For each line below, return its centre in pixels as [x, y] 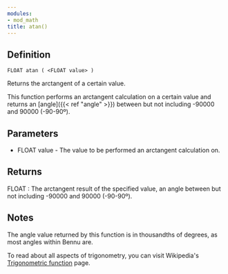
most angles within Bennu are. [50, 242]
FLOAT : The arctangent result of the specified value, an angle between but [114, 189]
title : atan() [28, 26]
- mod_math [23, 20]
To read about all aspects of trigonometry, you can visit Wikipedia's [103, 255]
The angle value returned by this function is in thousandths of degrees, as [112, 234]
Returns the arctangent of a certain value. [66, 83]
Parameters [33, 134]
